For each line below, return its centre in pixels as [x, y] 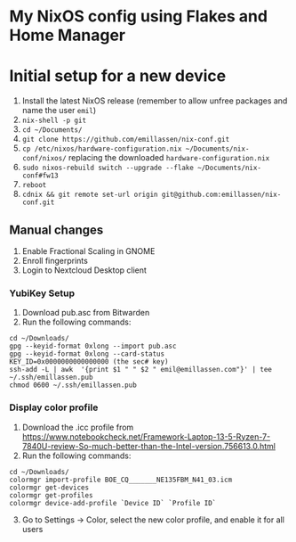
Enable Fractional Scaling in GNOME [88, 250]
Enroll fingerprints [55, 260]
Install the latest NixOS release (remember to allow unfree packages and [155, 101]
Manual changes [56, 230]
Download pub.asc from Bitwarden [86, 313]
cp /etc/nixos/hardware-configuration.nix [102, 149]
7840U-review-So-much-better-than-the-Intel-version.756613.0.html [148, 446]
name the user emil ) [59, 111]
